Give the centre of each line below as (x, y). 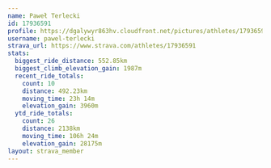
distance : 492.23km (55, 91)
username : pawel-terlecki (51, 38)
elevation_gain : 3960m (60, 106)
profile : (22, 31)
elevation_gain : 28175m (62, 143)
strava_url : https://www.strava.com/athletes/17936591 (102, 46)
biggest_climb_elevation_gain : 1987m (78, 69)
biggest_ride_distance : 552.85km (71, 61)
